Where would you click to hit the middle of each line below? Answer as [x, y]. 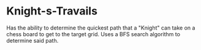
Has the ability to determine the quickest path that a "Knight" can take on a [101, 28]
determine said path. [32, 40]
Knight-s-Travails [52, 11]
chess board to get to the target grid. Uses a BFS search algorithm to [93, 34]
